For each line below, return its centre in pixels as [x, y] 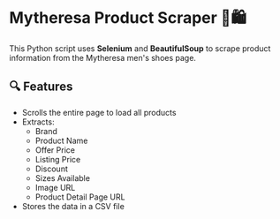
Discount [51, 169]
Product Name [61, 140]
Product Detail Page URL [80, 197]
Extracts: [38, 122]
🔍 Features [41, 87]
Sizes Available [63, 177]
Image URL [55, 187]
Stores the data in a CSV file [73, 206]
